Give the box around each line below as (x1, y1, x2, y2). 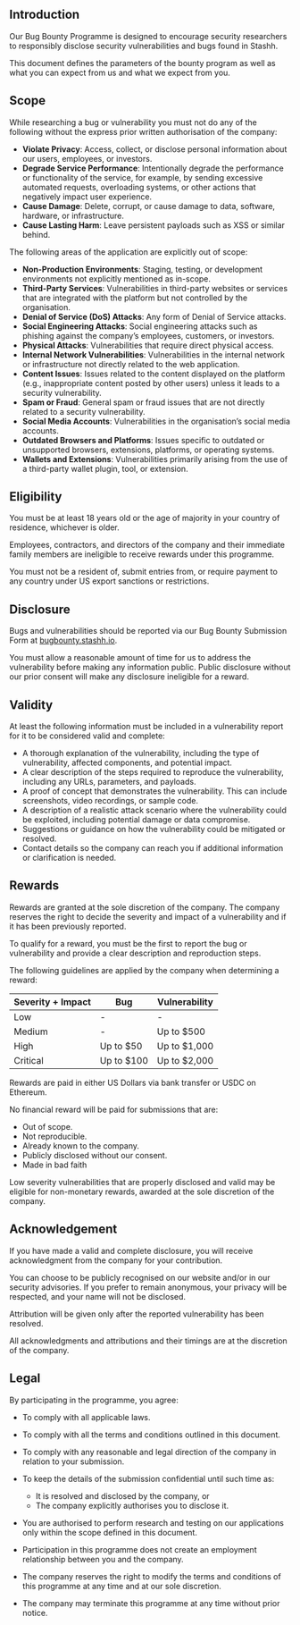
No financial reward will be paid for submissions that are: (9, 1104, 219, 1115)
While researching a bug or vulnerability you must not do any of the (9, 116, 257, 128)
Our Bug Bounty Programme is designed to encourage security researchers (9, 30, 287, 41)
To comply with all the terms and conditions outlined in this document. (21, 1429, 281, 1440)
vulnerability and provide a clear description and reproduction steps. (9, 947, 262, 958)
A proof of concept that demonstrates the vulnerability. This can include (21, 786, 287, 796)
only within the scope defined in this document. (21, 1527, 198, 1537)
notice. (21, 1607, 48, 1618)
